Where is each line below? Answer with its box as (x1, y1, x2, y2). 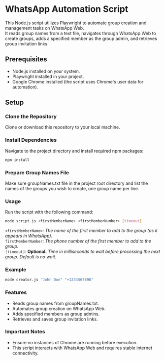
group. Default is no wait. (5, 254, 57, 260)
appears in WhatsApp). (5, 233, 53, 239)
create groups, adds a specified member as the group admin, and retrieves (5, 36, 158, 41)
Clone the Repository (5, 113, 57, 120)
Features (5, 289, 27, 296)
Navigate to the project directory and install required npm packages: (5, 148, 144, 154)
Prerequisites (5, 55, 47, 64)
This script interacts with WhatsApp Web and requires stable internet (12, 345, 153, 351)
